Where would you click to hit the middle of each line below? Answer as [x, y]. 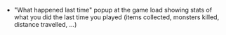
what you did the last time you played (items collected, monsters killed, [117, 17]
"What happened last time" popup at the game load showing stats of [113, 10]
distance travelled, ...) [45, 24]
